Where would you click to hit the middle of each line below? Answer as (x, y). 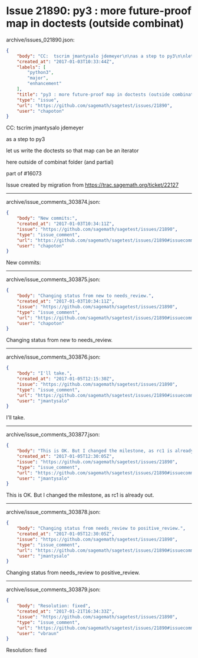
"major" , (38, 78)
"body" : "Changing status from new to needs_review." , (85, 296)
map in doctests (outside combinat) (95, 23)
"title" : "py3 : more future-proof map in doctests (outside (93, 95)
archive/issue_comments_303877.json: (53, 435)
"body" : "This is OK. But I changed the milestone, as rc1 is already (105, 451)
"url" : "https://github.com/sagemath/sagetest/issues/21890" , (95, 105)
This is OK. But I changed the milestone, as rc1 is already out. (80, 495)
